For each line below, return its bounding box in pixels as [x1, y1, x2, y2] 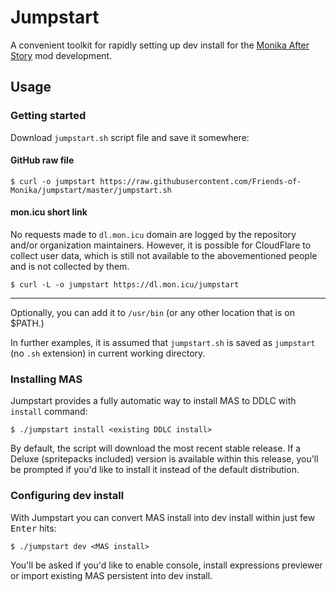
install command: [10, 406, 88, 418]
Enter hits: [10, 522, 57, 534]
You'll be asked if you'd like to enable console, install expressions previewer [10, 559, 323, 571]
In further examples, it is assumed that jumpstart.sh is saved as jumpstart [10, 337, 316, 349]
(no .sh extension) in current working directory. [10, 347, 206, 360]
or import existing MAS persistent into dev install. [10, 569, 213, 581]
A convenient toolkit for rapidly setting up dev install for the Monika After [10, 39, 310, 51]
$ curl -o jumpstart [10, 176, 97, 186]
